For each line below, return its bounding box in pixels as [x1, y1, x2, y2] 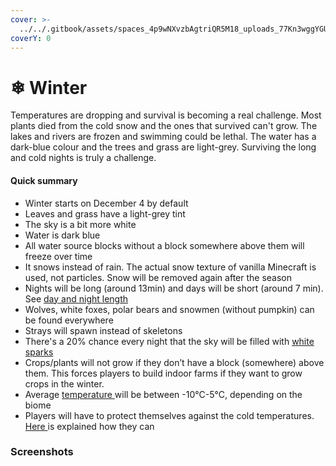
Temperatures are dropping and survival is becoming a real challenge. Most [10, 109, 322, 121]
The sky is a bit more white [24, 218, 137, 230]
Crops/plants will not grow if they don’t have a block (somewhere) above [24, 356, 325, 368]
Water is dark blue [24, 229, 101, 241]
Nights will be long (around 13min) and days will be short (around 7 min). [24, 282, 324, 294]
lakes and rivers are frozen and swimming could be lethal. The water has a [10, 131, 317, 143]
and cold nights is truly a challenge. [10, 152, 157, 164]
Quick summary [10, 174, 78, 186]
